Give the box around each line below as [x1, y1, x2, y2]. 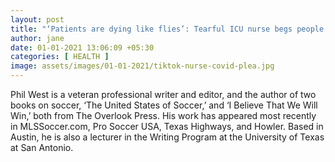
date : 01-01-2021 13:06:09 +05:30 [10, 42, 155, 53]
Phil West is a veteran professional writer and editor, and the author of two [10, 89, 317, 100]
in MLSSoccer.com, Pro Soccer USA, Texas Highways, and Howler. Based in [10, 121, 324, 132]
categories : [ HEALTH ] [10, 52, 110, 62]
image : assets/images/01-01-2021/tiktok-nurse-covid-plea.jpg [10, 61, 275, 71]
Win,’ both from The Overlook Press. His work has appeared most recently [10, 110, 317, 121]
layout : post [10, 14, 65, 25]
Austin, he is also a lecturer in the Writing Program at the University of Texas [10, 131, 325, 143]
